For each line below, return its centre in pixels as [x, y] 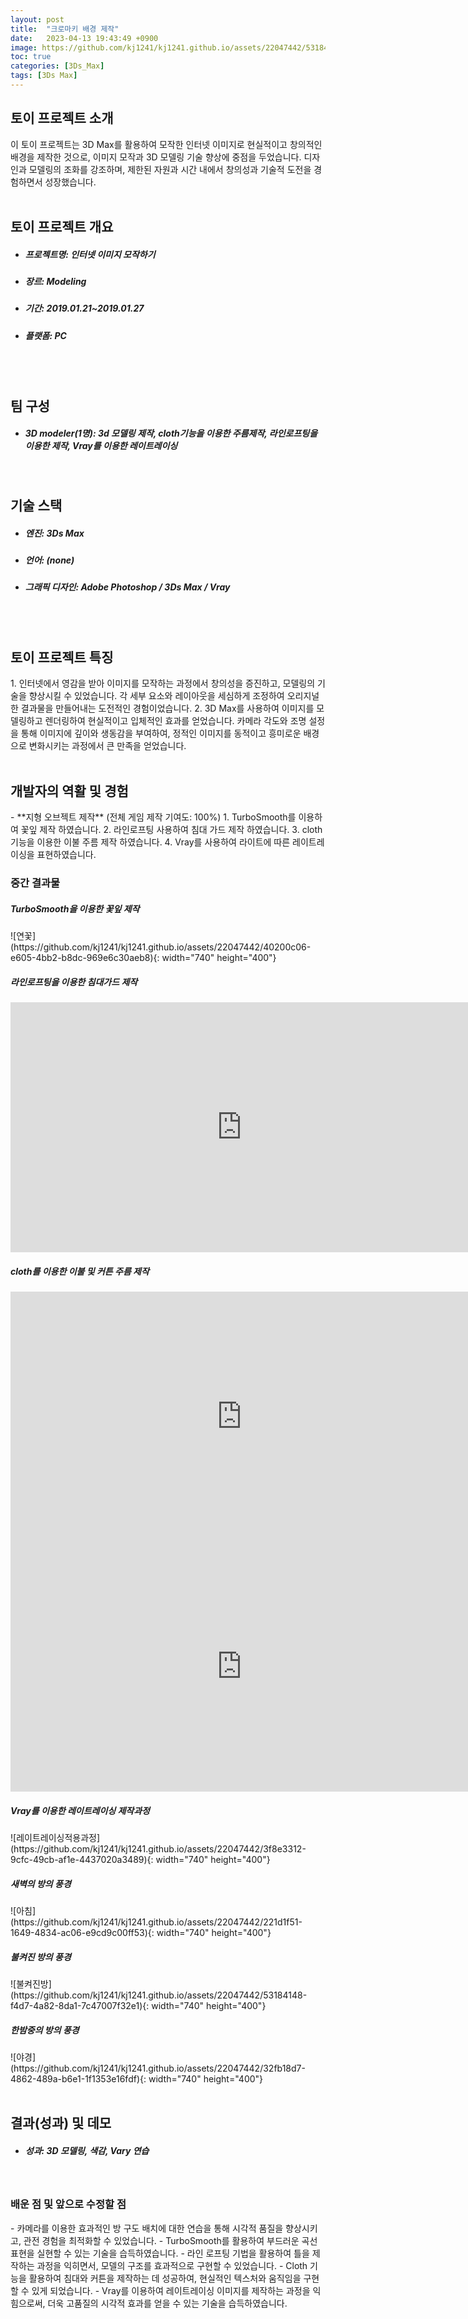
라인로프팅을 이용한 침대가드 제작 [74, 982]
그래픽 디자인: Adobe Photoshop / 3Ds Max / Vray [127, 587]
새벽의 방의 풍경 [41, 1883]
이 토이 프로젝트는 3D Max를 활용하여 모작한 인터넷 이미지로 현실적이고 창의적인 [166, 144]
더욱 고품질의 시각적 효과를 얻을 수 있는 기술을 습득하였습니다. [167, 2303]
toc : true [31, 57]
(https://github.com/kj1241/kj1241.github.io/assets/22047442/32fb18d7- [158, 2068]
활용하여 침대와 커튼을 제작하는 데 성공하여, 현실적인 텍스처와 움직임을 [165, 2278]
